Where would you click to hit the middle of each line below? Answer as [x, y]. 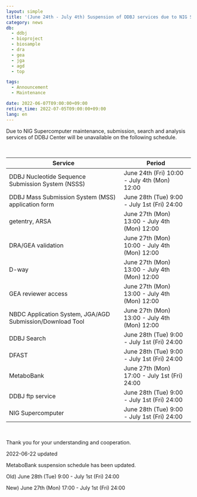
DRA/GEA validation [36, 245]
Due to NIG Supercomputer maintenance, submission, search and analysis [96, 131]
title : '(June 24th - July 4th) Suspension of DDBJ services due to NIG [97, 17]
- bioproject [27, 39]
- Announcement [30, 88]
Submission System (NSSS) [47, 184]
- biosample [26, 44]
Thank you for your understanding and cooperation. [69, 442]
